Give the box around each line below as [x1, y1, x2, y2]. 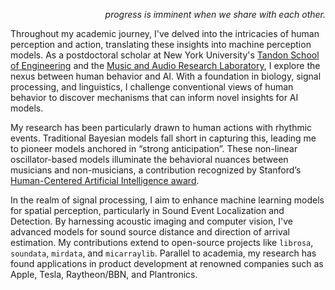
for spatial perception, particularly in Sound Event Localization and [10, 205, 285, 216]
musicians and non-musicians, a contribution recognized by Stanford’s [10, 164, 302, 176]
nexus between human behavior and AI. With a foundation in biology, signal [10, 70, 322, 82]
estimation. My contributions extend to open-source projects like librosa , [10, 237, 314, 248]
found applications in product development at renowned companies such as [10, 258, 324, 269]
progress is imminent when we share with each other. [104, 9, 326, 20]
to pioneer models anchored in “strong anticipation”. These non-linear [10, 143, 298, 154]
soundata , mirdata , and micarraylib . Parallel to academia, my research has [10, 247, 317, 259]
